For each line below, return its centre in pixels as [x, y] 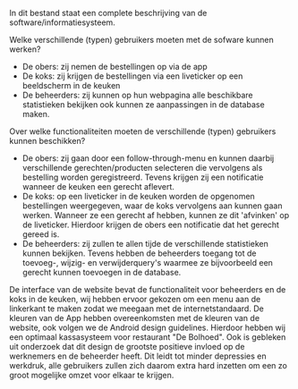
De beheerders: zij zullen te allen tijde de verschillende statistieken [145, 244]
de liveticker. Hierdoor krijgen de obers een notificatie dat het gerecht [151, 224]
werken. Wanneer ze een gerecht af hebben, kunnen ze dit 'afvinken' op [155, 215]
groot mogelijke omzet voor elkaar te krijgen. [92, 375]
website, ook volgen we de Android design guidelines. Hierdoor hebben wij [148, 327]
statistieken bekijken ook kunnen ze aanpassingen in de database [144, 105]
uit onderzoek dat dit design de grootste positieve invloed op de [127, 347]
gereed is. [41, 234]
